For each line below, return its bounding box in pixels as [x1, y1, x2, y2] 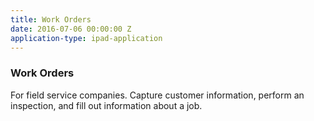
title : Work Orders [10, 14, 92, 25]
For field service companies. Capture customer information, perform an [10, 89, 305, 101]
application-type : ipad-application [10, 33, 163, 43]
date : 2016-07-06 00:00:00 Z [10, 24, 132, 34]
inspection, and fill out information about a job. [10, 99, 203, 111]
